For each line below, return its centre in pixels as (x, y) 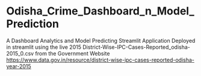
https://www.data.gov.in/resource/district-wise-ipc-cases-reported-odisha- (100, 60)
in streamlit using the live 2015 (44, 47)
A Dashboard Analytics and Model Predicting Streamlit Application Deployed (101, 40)
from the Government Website (73, 53)
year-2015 (19, 66)
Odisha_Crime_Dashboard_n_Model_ (100, 11)
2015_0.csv (20, 53)
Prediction (32, 24)
